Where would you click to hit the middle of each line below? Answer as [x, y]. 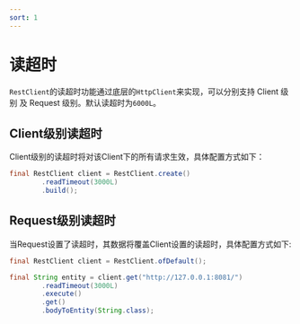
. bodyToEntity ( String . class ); [98, 311]
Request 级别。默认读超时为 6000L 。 [95, 102]
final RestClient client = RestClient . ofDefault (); [108, 261]
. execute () [62, 294]
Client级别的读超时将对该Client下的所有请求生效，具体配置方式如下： [137, 157]
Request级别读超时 [63, 221]
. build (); [60, 191]
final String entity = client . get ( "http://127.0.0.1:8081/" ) [126, 277]
